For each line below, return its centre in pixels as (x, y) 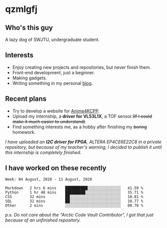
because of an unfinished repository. (43, 220)
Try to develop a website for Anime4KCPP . (56, 111)
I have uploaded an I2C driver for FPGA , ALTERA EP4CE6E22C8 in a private (83, 142)
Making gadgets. (30, 78)
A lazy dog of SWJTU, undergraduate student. (52, 39)
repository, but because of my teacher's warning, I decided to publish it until (83, 147)
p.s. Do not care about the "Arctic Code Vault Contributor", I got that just (80, 215)
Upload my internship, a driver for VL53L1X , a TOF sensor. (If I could (82, 116)
